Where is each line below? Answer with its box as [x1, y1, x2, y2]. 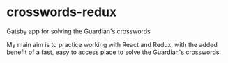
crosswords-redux [6, 4, 117, 20]
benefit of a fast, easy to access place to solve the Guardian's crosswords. [6, 48, 221, 56]
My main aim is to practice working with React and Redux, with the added [6, 40, 218, 48]
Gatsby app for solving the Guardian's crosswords [6, 27, 151, 35]
